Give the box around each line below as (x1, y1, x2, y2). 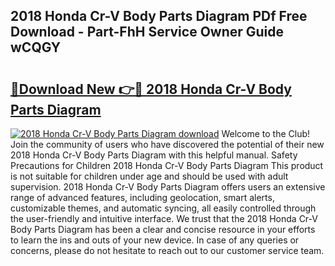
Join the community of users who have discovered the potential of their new (10, 139, 325, 150)
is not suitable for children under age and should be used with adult (10, 170, 289, 182)
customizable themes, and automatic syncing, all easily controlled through (10, 202, 317, 214)
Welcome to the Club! (221, 128, 311, 139)
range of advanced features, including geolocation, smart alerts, (10, 192, 275, 203)
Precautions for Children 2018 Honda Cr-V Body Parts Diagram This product (10, 160, 324, 171)
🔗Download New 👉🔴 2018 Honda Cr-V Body (10, 80, 292, 98)
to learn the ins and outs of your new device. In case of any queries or (10, 234, 300, 246)
